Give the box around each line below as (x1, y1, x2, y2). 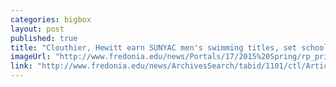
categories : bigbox (10, 14, 92, 25)
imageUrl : (10, 52, 52, 62)
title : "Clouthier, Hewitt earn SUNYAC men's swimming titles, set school (10, 42, 329, 53)
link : (10, 61, 33, 71)
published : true (10, 33, 78, 43)
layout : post (10, 24, 65, 34)
